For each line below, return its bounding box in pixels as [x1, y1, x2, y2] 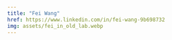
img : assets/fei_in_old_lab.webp [7, 22, 104, 29]
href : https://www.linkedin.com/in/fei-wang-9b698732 [7, 16, 166, 23]
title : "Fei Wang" [7, 9, 60, 17]
